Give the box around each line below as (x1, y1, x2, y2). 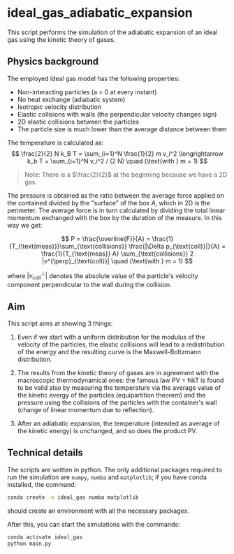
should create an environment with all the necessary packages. (7, 506, 190, 515)
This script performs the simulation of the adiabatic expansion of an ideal (7, 28, 218, 36)
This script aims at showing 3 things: (7, 319, 113, 328)
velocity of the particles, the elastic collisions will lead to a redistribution (17, 340, 225, 349)
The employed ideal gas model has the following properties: (7, 74, 180, 82)
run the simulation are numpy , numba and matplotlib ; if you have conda (7, 473, 207, 481)
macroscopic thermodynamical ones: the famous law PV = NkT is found (17, 376, 224, 385)
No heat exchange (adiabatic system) (17, 95, 126, 103)
